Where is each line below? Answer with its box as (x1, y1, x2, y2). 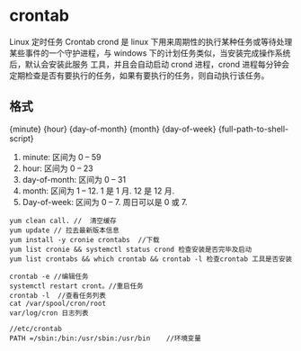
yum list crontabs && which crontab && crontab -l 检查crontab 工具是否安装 (9, 254, 293, 264)
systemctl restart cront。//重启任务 (9, 281, 144, 291)
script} (9, 132, 34, 144)
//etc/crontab (9, 324, 63, 333)
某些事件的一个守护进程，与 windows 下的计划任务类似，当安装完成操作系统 (9, 47, 291, 58)
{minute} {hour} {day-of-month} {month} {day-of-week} (9, 123, 217, 134)
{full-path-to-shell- (217, 123, 289, 134)
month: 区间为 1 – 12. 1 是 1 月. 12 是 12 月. (22, 185, 175, 196)
